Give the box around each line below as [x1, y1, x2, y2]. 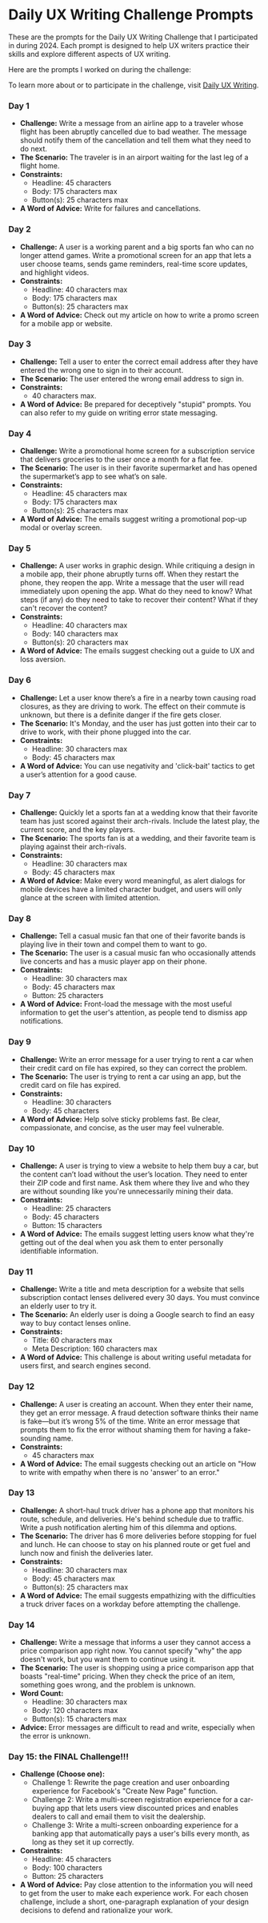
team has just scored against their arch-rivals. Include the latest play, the [19, 816, 260, 826]
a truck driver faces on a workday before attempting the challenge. [19, 1599, 241, 1609]
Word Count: [19, 1689, 64, 1699]
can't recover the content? [19, 604, 108, 613]
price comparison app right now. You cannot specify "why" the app [19, 1646, 242, 1656]
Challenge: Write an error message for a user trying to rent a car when [19, 1054, 254, 1064]
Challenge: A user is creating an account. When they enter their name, [19, 1399, 254, 1408]
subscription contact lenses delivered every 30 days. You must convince [19, 1293, 260, 1303]
